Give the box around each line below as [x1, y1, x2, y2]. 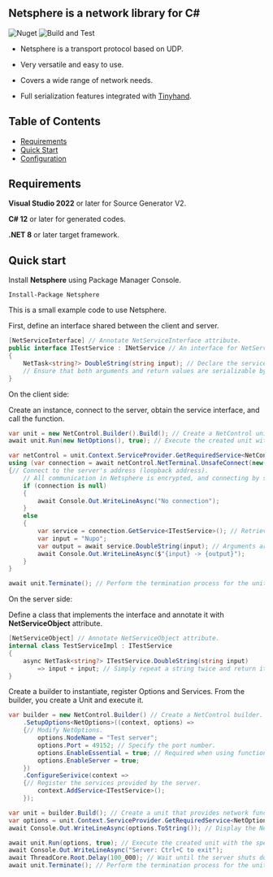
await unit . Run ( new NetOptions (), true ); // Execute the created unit [8, 436, 253, 445]
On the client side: [8, 389, 70, 399]
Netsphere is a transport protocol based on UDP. [19, 44, 184, 54]
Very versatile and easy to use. [19, 59, 124, 69]
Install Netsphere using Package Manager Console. [8, 276, 181, 285]
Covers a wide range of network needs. [19, 75, 153, 85]
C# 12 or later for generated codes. [8, 215, 126, 224]
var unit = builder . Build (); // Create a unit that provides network [8, 809, 249, 817]
